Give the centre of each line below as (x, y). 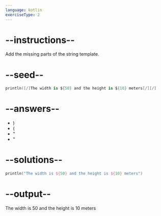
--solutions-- (34, 160)
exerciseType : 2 (22, 15)
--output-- (28, 194)
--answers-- (32, 109)
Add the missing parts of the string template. (52, 54)
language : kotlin (24, 10)
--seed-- (25, 75)
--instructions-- (40, 40)
